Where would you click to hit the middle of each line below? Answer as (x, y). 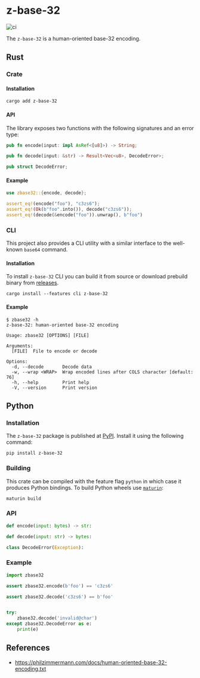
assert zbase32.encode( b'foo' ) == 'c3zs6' (60, 586)
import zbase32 (25, 575)
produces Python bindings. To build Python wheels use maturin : (85, 487)
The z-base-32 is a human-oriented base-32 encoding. (73, 38)
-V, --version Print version (54, 388)
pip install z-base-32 (34, 453)
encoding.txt (30, 668)
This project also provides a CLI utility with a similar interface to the (89, 243)
